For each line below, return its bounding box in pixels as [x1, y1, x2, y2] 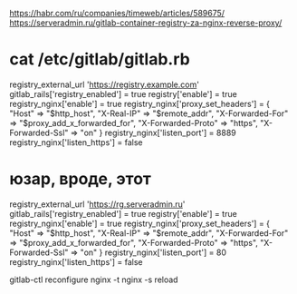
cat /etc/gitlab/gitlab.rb [9, 49, 190, 70]
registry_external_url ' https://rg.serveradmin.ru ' [9, 199, 186, 210]
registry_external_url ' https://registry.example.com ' [9, 79, 199, 90]
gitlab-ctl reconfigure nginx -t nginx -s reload [9, 274, 178, 285]
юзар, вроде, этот [9, 169, 152, 190]
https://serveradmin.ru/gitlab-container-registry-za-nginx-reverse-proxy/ [9, 17, 283, 28]
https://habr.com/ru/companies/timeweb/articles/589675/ [9, 8, 225, 18]
